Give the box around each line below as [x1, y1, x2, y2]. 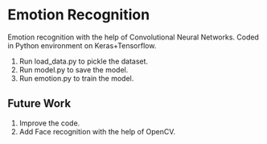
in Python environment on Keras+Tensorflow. [7, 40, 157, 50]
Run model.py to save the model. [18, 64, 129, 74]
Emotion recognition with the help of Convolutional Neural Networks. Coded [7, 32, 259, 42]
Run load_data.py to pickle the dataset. [18, 56, 149, 66]
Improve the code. [18, 118, 80, 128]
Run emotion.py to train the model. [18, 73, 134, 83]
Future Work [7, 97, 72, 110]
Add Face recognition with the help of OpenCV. [18, 126, 176, 136]
